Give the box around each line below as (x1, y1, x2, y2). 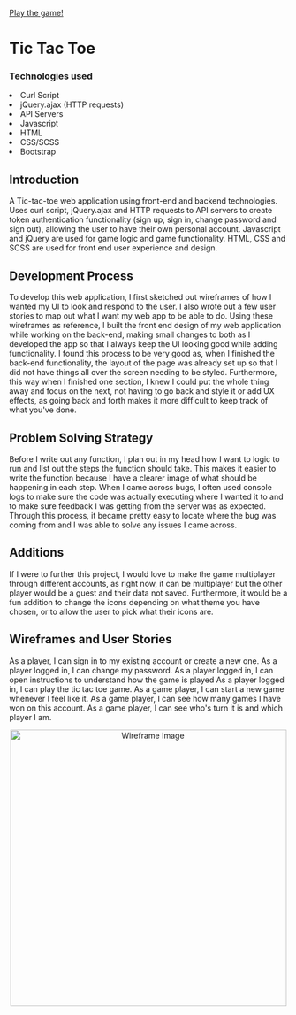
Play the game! (9, 8, 64, 18)
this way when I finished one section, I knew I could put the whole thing (9, 376, 269, 388)
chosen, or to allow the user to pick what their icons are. (9, 606, 214, 617)
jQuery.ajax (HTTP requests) (20, 99, 125, 110)
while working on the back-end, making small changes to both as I (9, 329, 251, 340)
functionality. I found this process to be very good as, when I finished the (9, 349, 276, 359)
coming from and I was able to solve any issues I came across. (9, 519, 238, 530)
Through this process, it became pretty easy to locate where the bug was (9, 510, 277, 520)
